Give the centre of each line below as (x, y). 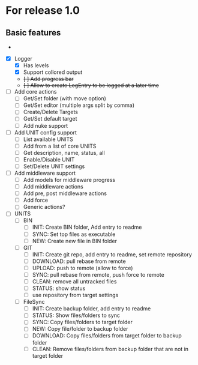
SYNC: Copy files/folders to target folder (82, 322)
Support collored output (53, 72)
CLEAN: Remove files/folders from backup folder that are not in (110, 349)
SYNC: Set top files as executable (74, 234)
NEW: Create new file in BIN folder (75, 241)
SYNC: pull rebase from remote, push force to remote (98, 274)
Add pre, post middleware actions (65, 193)
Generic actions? (44, 207)
